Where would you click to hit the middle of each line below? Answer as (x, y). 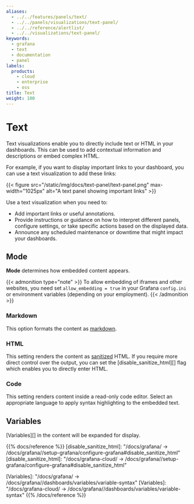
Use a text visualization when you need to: (57, 202)
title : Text (20, 93)
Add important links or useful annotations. (65, 213)
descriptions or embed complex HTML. (53, 156)
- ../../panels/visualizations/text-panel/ (65, 22)
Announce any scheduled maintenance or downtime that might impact (99, 232)
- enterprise (32, 82)
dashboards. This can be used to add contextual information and (84, 150)
